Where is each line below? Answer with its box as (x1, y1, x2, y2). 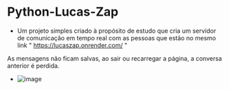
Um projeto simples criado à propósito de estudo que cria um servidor (17, 27, 217, 35)
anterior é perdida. (7, 61, 60, 70)
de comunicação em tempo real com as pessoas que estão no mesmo (17, 33, 217, 42)
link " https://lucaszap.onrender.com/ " (17, 41, 128, 49)
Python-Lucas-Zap (7, 4, 119, 20)
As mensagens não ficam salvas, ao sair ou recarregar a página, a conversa (7, 54, 222, 62)
